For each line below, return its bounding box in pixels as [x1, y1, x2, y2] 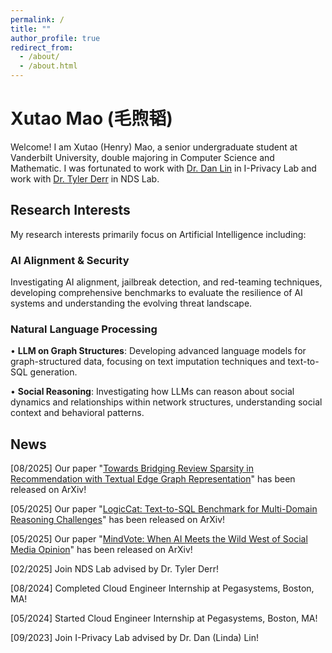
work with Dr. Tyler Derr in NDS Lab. [10, 172, 160, 185]
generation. [29, 366, 78, 378]
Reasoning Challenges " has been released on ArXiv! [10, 514, 226, 526]
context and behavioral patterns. [10, 407, 145, 419]
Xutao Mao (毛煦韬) [10, 107, 173, 130]
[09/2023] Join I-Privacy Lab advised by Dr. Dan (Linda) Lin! [10, 632, 260, 644]
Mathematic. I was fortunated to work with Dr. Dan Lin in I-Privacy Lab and [10, 162, 317, 174]
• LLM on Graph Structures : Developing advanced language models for [10, 345, 307, 357]
